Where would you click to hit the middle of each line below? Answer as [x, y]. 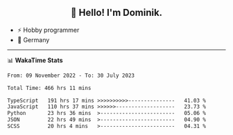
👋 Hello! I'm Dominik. [116, 13]
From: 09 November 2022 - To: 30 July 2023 [71, 75]
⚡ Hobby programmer [48, 30]
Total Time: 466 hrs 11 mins [49, 88]
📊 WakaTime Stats [35, 60]
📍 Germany [33, 39]
